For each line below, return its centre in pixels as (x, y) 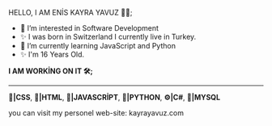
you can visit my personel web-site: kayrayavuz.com (96, 113)
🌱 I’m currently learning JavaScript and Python (98, 46)
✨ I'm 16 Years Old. (52, 54)
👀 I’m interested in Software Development (89, 28)
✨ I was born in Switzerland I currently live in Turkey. (108, 37)
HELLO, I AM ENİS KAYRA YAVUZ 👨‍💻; (70, 13)
